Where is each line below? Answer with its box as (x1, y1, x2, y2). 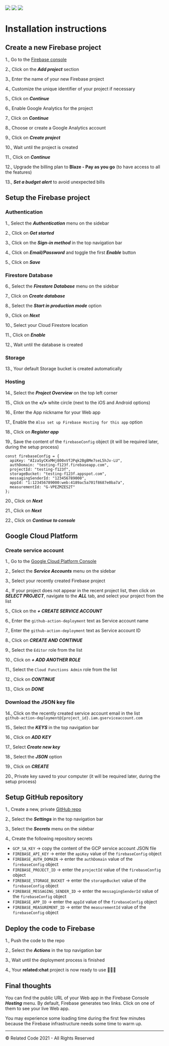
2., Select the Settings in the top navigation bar (5, 816, 104, 822)
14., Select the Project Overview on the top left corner (5, 390, 118, 396)
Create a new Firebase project (5, 43, 102, 52)
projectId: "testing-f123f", (10, 467, 71, 472)
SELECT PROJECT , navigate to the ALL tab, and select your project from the (5, 593, 164, 599)
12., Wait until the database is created (5, 341, 83, 347)
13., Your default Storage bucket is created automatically (5, 366, 122, 372)
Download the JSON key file (5, 699, 75, 706)
